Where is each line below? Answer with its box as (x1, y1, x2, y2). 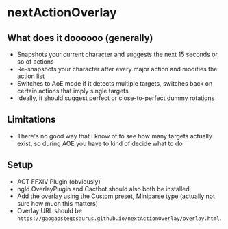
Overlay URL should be (16, 206, 82, 215)
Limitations (7, 114, 56, 125)
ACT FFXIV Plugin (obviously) (16, 177, 101, 186)
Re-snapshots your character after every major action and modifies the (16, 65, 218, 73)
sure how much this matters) (16, 199, 98, 207)
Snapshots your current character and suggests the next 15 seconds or (16, 50, 218, 58)
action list (16, 72, 45, 80)
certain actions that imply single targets (16, 87, 129, 95)
